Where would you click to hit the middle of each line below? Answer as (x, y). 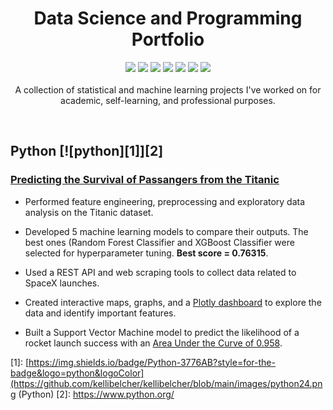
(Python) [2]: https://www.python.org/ (96, 394)
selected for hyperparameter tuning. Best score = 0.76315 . (146, 253)
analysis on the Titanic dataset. (89, 212)
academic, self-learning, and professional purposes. (168, 100)
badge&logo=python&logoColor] (77, 373)
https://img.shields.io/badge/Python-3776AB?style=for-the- (152, 362)
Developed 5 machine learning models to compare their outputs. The (166, 231)
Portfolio (168, 39)
